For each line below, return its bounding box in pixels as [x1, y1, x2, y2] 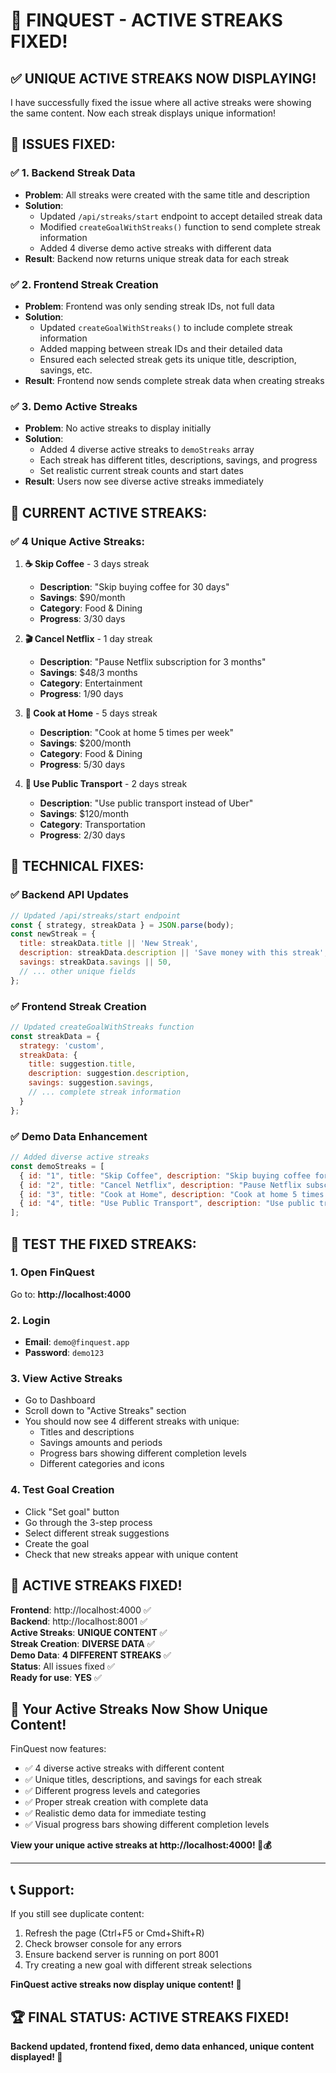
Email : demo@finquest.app [24, 1336, 130, 1348]
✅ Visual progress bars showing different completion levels [24, 1819, 270, 1831]
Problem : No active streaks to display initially [24, 422, 212, 434]
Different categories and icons [39, 1458, 165, 1470]
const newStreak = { [10, 929, 97, 939]
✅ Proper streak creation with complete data [24, 1796, 209, 1808]
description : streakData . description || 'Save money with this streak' [19, 948, 325, 958]
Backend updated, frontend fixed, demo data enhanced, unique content [10, 2040, 315, 2052]
